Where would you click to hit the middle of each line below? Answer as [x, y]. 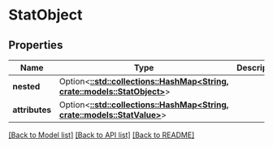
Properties [36, 45]
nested [26, 86]
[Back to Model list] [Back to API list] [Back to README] [102, 135]
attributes [32, 110]
